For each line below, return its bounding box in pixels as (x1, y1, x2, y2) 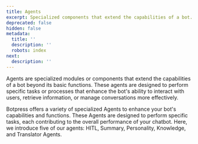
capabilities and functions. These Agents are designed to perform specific (6, 111, 188, 119)
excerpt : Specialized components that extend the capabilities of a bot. (6, 14, 193, 20)
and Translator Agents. (6, 130, 62, 137)
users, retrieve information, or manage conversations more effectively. (6, 93, 178, 101)
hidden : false (6, 25, 42, 32)
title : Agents (6, 8, 42, 15)
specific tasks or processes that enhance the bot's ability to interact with (6, 87, 184, 95)
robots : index (11, 48, 46, 54)
